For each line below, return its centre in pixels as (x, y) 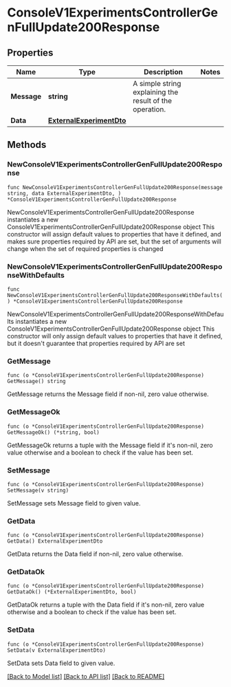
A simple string (157, 84)
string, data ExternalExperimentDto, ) (64, 193)
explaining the (156, 92)
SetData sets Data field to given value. (61, 663)
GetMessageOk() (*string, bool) (53, 432)
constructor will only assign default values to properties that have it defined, (115, 336)
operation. (150, 109)
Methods (27, 145)
